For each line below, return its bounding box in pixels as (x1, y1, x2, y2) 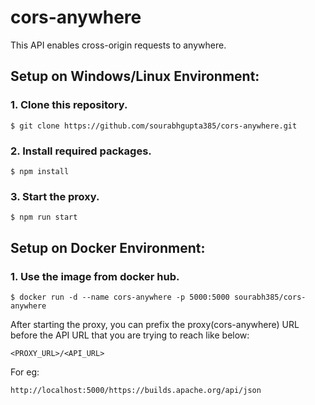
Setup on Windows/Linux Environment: (10, 68, 260, 85)
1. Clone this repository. (10, 98, 128, 112)
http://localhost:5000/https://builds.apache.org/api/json (10, 385, 262, 395)
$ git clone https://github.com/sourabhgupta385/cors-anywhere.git (10, 121, 298, 131)
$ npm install (10, 166, 70, 176)
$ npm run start (10, 212, 78, 223)
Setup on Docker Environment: (10, 239, 206, 256)
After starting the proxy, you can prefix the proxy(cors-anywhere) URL (10, 318, 300, 330)
